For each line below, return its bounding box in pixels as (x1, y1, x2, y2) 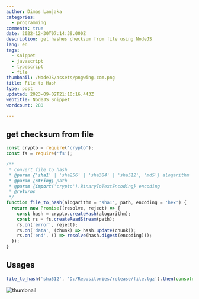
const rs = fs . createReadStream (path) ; (17, 216, 115, 222)
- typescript (11, 63, 44, 70)
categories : (6, 14, 36, 20)
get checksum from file (6, 129, 94, 139)
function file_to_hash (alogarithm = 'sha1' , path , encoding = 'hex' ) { (6, 200, 187, 206)
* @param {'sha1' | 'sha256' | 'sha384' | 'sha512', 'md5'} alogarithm (8, 172, 190, 178)
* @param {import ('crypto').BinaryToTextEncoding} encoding (8, 183, 161, 189)
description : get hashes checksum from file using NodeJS (6, 36, 152, 42)
